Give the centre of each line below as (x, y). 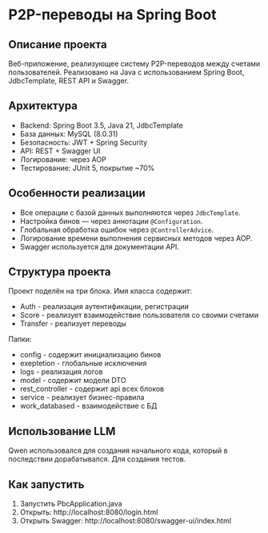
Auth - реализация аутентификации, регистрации (104, 307)
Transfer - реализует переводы (73, 323)
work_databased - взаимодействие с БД (88, 406)
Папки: (20, 340)
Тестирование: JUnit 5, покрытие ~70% (87, 168)
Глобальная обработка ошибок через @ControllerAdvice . (117, 230)
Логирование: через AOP (63, 159)
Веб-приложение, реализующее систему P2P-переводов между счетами (134, 63)
